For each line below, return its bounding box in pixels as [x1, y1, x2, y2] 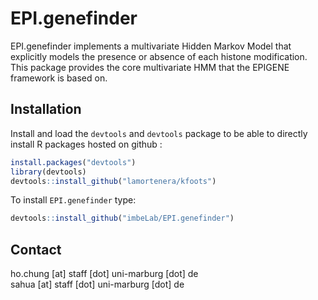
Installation [10, 101, 82, 118]
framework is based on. [10, 72, 108, 84]
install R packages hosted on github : [10, 138, 163, 150]
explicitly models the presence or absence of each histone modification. [10, 50, 308, 62]
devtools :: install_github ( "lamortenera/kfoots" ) [10, 176, 217, 186]
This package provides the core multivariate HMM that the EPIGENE [10, 61, 290, 73]
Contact [10, 241, 62, 258]
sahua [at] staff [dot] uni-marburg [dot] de [10, 278, 185, 291]
